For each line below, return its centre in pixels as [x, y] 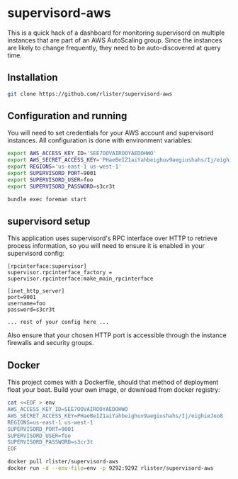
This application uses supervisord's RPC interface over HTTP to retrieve [112, 238]
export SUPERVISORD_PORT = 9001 [52, 174]
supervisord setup [49, 221]
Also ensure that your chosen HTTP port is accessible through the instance [117, 335]
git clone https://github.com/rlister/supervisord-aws [90, 94]
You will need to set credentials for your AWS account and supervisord [110, 133]
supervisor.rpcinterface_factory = [60, 273]
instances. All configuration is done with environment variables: [100, 140]
